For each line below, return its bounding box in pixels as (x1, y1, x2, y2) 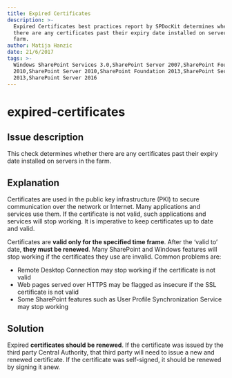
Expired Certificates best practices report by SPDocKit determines (13, 23, 215, 30)
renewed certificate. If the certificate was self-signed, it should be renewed (7, 356, 222, 364)
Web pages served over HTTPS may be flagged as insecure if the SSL (17, 281, 217, 289)
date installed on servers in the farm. (7, 157, 112, 166)
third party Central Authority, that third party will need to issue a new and (7, 348, 215, 356)
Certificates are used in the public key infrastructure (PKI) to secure (7, 195, 200, 203)
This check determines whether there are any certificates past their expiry (7, 150, 219, 158)
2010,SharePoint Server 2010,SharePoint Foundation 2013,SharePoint (13, 68, 215, 74)
